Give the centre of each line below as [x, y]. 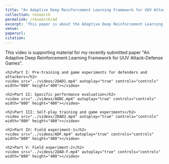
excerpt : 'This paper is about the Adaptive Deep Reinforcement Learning [84, 24]
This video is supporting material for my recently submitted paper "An [77, 52]
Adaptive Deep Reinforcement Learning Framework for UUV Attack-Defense [84, 58]
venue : [12, 29]
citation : [16, 38]
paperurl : [16, 33]
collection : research [28, 15]
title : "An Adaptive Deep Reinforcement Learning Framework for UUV [78, 10]
